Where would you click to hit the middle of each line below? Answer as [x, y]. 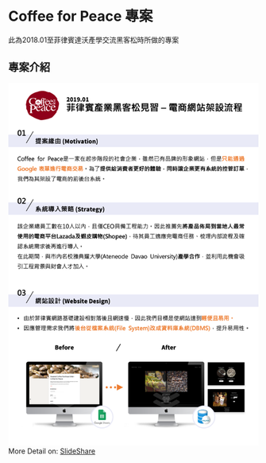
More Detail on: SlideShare [52, 451]
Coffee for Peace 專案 [81, 16]
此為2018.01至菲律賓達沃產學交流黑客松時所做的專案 [94, 40]
